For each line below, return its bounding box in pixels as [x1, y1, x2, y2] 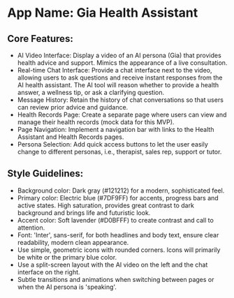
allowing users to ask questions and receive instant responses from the [17, 73, 223, 82]
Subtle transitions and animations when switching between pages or [17, 275, 214, 283]
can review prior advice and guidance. [17, 103, 129, 111]
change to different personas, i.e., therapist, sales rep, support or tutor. [17, 148, 222, 156]
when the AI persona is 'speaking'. [17, 283, 117, 291]
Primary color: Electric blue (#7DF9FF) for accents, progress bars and [17, 193, 219, 202]
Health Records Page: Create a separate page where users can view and [17, 110, 227, 119]
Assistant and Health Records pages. [17, 133, 124, 141]
